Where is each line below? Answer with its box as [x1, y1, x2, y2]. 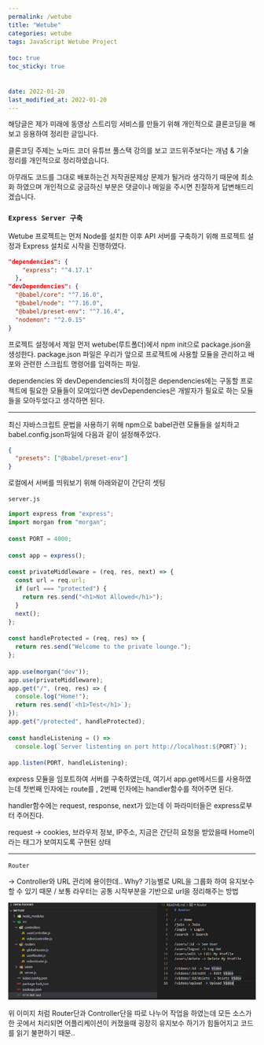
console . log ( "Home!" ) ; [15, 693, 90, 701]
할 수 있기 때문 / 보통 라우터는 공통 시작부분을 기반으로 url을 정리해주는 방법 [8, 887, 239, 896]
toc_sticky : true [8, 63, 65, 71]
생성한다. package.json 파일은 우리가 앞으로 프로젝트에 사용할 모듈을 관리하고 [8, 349, 247, 358]
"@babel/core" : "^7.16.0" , [15, 291, 104, 299]
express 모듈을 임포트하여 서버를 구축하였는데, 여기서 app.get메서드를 [8, 774, 225, 784]
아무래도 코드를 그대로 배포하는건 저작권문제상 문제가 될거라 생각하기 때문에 [8, 172, 240, 182]
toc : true [8, 54, 41, 62]
